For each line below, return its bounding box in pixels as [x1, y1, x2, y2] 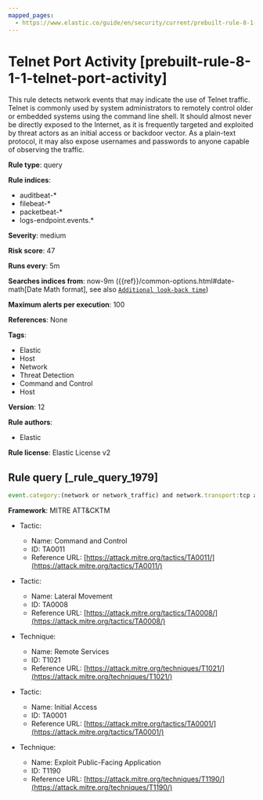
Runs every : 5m [8, 261, 60, 271]
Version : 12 [8, 402, 45, 412]
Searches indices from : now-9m [8, 276, 114, 286]
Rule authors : [8, 417, 53, 427]
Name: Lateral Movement [31, 591, 113, 601]
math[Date [8, 285, 42, 294]
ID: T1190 [31, 766, 61, 776]
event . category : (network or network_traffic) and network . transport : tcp [8, 492, 250, 500]
